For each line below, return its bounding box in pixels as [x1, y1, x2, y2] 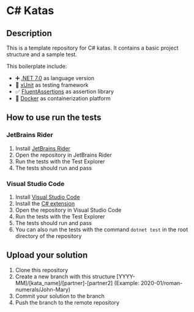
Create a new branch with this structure [15, 273, 116, 280]
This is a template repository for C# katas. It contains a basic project [6, 44, 179, 51]
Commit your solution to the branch [15, 292, 105, 300]
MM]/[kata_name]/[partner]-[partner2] [15, 279, 113, 286]
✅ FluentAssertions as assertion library [15, 88, 114, 95]
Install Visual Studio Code [15, 193, 80, 201]
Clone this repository [15, 266, 69, 273]
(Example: [114, 279, 140, 286]
